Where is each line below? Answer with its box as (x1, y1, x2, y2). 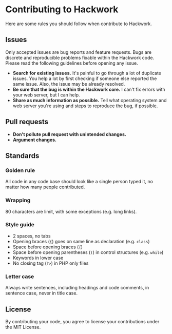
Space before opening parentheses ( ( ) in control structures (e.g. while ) (12, 249, 164, 255)
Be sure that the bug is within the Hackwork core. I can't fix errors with (12, 86, 165, 92)
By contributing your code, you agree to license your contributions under (5, 318, 160, 324)
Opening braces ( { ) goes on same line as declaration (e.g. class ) (12, 238, 150, 244)
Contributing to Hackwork (5, 4, 119, 15)
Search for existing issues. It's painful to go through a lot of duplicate (12, 70, 162, 76)
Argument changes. (12, 136, 56, 143)
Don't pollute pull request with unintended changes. (12, 131, 127, 137)
